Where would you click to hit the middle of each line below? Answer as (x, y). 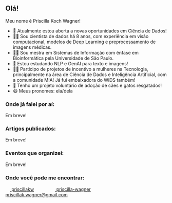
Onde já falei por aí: (30, 104)
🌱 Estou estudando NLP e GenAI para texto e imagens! (70, 63)
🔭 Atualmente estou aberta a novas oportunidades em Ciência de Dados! (90, 31)
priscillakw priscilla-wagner (51, 189)
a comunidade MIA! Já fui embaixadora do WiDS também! (74, 80)
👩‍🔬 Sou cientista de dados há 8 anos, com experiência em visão (81, 36)
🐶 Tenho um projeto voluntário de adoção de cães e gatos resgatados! (87, 85)
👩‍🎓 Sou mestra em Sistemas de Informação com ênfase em (75, 52)
